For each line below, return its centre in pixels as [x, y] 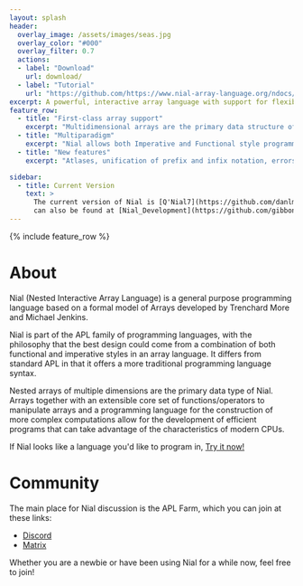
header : [24, 26]
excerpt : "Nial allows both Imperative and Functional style [142, 144]
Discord [37, 535]
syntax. [23, 373]
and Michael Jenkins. [49, 317]
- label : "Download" [56, 69]
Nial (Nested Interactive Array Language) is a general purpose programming [151, 298]
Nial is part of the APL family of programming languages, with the [131, 335]
